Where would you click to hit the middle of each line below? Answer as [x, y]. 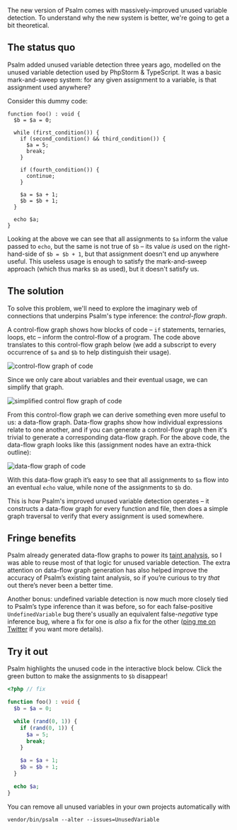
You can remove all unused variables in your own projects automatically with [119, 807]
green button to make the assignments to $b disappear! [88, 676]
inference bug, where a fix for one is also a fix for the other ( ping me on [111, 622]
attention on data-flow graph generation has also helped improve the [108, 571]
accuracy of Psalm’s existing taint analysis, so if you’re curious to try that [114, 578]
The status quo [41, 48]
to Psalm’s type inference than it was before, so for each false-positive [110, 607]
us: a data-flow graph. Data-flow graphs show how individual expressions [115, 422]
